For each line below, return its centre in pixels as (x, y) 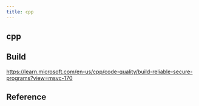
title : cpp (20, 12)
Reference (26, 97)
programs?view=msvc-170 (39, 78)
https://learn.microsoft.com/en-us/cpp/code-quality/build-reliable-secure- (99, 71)
